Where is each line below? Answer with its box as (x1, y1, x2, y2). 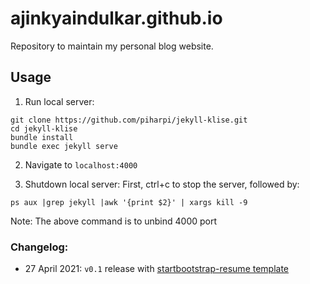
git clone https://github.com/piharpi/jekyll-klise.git (10, 115, 248, 125)
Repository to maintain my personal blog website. (10, 40, 214, 52)
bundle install (10, 132, 74, 142)
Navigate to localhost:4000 (24, 158, 138, 171)
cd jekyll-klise (10, 123, 78, 134)
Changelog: (10, 240, 69, 254)
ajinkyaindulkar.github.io (10, 7, 223, 30)
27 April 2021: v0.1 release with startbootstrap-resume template (24, 263, 290, 275)
